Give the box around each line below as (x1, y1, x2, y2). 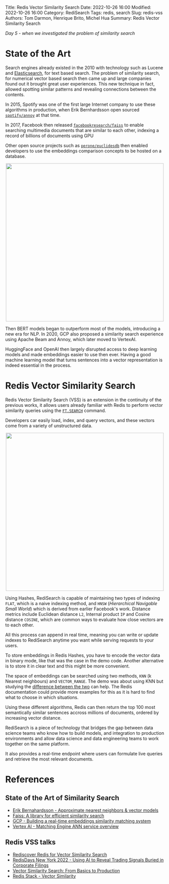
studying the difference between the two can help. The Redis (5, 683, 132, 690)
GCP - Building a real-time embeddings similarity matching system (12, 818, 151, 824)
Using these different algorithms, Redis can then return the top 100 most (5, 704, 155, 710)
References (5, 774, 54, 785)
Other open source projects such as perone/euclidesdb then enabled (5, 142, 148, 148)
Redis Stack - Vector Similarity (12, 873, 76, 879)
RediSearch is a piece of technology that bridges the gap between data (5, 725, 153, 731)
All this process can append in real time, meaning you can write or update (5, 632, 159, 638)
